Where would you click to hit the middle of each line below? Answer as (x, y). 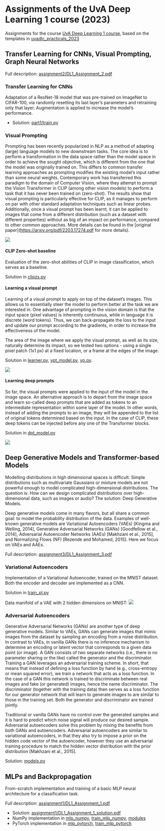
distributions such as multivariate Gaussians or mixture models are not (77, 482)
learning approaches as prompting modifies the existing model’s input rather (82, 173)
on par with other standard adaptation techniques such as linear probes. (78, 204)
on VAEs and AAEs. (25, 544)
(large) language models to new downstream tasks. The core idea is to (77, 151)
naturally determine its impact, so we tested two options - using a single (78, 345)
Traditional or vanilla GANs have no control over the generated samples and (82, 715)
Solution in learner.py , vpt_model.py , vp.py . (49, 360)
